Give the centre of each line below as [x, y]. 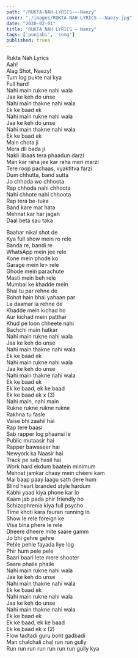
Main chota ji [23, 142]
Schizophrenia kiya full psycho [45, 505]
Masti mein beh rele [31, 278]
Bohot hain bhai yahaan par [41, 297]
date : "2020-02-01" [31, 23]
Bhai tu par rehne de [32, 291]
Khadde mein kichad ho [36, 310]
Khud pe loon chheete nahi [40, 323]
